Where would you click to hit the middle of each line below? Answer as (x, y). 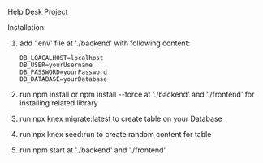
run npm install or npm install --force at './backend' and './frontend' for (137, 94)
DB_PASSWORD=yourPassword (63, 72)
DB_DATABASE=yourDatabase (63, 79)
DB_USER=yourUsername (56, 65)
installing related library (58, 103)
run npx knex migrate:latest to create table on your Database (121, 118)
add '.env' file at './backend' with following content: (105, 43)
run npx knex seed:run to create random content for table (115, 134)
